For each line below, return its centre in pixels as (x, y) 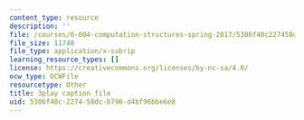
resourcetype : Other (48, 85)
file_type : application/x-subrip (72, 51)
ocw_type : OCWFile (44, 77)
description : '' (40, 26)
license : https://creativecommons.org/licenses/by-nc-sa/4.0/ (129, 69)
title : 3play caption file (60, 93)
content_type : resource (54, 18)
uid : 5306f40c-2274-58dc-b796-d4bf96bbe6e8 (93, 102)
